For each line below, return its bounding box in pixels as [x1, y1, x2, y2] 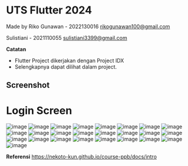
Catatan [6, 45, 27, 53]
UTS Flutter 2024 [6, 4, 93, 17]
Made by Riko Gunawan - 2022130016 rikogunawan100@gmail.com [6, 23, 170, 30]
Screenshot [6, 80, 50, 90]
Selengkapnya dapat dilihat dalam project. [14, 63, 117, 70]
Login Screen [6, 104, 72, 117]
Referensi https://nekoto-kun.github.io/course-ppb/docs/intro [6, 153, 157, 160]
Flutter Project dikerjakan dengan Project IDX [14, 57, 124, 64]
